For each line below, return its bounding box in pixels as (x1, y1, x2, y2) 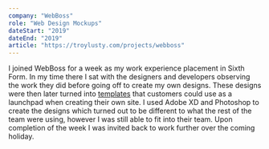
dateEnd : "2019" (8, 34, 63, 42)
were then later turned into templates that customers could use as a (8, 89, 233, 99)
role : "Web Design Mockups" (8, 19, 103, 27)
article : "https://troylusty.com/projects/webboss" (8, 42, 185, 50)
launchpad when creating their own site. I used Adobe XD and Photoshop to (8, 98, 259, 107)
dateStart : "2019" (8, 26, 70, 34)
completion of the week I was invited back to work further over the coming (8, 123, 255, 133)
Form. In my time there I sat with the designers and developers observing (8, 72, 251, 82)
